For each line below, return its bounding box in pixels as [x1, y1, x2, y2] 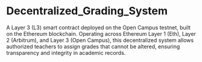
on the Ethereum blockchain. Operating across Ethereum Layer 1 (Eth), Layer [6, 30, 196, 37]
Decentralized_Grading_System [6, 4, 168, 18]
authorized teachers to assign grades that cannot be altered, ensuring [6, 43, 180, 50]
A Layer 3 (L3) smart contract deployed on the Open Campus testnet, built [6, 24, 191, 31]
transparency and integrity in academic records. [6, 49, 126, 56]
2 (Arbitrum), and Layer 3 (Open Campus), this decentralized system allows [6, 36, 194, 44]
